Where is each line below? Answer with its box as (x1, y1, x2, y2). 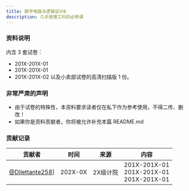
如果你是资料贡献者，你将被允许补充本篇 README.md (14, 118, 144, 125)
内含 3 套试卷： (6, 48, 43, 55)
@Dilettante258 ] (9, 168, 55, 176)
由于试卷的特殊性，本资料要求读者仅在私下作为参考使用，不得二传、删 (14, 104, 184, 111)
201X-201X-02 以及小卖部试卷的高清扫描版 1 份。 (14, 73, 132, 80)
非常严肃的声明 (6, 89, 48, 97)
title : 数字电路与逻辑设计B (6, 8, 66, 15)
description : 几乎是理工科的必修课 (6, 14, 83, 20)
